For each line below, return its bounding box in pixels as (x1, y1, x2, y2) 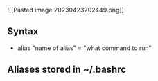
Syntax (7, 25, 39, 37)
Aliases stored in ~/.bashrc (7, 64, 127, 76)
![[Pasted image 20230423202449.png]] (7, 6, 125, 14)
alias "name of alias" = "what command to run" (17, 44, 152, 52)
